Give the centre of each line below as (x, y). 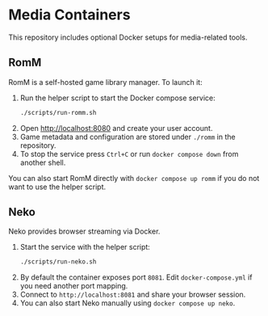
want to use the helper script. (57, 187)
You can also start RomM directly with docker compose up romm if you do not (134, 178)
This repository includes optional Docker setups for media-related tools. (128, 37)
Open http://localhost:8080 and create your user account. (116, 128)
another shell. (43, 162)
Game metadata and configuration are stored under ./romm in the (128, 137)
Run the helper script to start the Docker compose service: (117, 98)
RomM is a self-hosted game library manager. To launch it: (106, 82)
